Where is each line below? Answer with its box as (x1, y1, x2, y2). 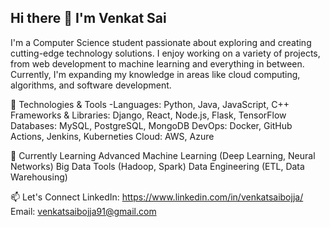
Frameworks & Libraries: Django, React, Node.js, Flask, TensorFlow (10, 109, 287, 121)
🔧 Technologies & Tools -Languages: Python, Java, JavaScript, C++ (10, 98, 290, 110)
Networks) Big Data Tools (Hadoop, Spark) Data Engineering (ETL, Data (10, 160, 305, 172)
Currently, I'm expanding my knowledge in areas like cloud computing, (10, 68, 301, 80)
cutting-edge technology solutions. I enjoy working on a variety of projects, (10, 47, 321, 59)
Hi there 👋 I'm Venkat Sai (10, 10, 167, 27)
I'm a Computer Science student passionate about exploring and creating (10, 36, 312, 48)
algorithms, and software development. (10, 79, 172, 91)
